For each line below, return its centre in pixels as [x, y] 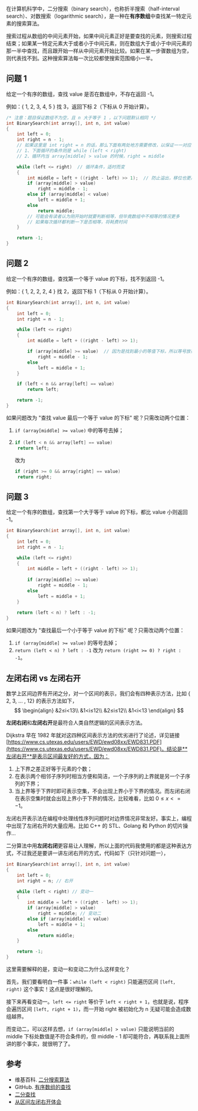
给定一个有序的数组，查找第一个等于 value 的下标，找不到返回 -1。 [87, 278]
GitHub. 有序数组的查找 [43, 1087]
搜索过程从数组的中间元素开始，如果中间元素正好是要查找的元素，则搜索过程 [99, 36]
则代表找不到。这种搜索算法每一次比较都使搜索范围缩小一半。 [81, 58]
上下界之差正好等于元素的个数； [53, 769]
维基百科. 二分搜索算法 [42, 1079]
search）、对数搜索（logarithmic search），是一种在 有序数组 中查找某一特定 [96, 16]
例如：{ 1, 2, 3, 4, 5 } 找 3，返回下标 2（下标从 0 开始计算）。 [79, 106]
